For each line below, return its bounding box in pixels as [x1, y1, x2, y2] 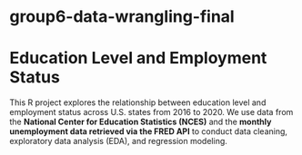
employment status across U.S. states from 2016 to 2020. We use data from [9, 107, 294, 118]
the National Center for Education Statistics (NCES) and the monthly [9, 116, 272, 128]
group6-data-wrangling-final [9, 6, 235, 27]
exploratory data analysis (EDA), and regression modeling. [9, 136, 227, 147]
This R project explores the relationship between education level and [9, 97, 267, 108]
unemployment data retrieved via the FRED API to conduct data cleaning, [9, 126, 288, 137]
